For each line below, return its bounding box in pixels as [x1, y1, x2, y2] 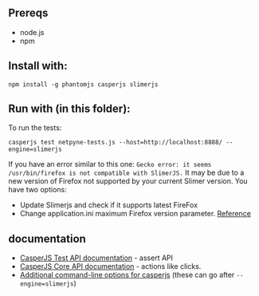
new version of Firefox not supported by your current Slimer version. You [8, 176, 249, 186]
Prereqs [8, 6, 49, 20]
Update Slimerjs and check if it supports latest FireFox [19, 200, 198, 210]
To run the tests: [8, 123, 62, 132]
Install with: [8, 59, 68, 73]
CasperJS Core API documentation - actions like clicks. [19, 262, 202, 271]
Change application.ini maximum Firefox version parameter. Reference [19, 209, 251, 219]
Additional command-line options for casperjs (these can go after [19, 270, 235, 280]
